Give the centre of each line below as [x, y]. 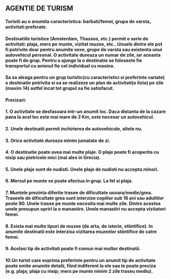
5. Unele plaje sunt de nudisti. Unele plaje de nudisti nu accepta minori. [82, 169]
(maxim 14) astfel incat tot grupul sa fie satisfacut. [60, 88]
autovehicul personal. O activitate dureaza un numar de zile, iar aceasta [83, 55]
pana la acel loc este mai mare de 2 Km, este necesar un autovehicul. [80, 117]
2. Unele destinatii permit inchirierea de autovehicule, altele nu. [74, 129]
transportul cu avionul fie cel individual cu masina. [60, 65]
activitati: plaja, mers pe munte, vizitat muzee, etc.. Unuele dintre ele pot [84, 44]
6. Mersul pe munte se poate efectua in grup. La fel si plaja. [69, 181]
